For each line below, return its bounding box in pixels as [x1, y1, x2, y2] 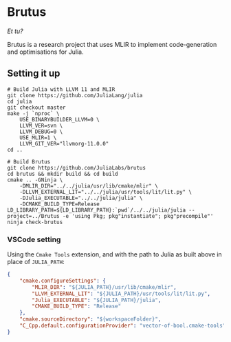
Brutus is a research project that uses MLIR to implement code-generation [7, 40, 217, 48]
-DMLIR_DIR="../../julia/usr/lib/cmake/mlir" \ [19, 182, 158, 190]
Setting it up [7, 68, 60, 79]
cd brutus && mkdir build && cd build [7, 170, 118, 177]
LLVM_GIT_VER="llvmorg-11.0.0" [19, 140, 109, 147]
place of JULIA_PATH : [7, 258, 65, 266]
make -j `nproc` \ [7, 110, 60, 117]
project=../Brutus [7, 212, 60, 219]
